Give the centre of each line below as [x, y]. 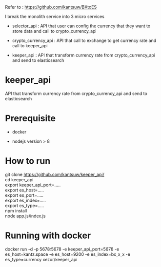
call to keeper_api [30, 46]
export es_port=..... [24, 195]
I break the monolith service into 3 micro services [55, 16]
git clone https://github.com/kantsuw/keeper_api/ [55, 174]
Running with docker [48, 235]
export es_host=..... [24, 190]
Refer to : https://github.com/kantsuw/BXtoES [51, 7]
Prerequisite [30, 118]
